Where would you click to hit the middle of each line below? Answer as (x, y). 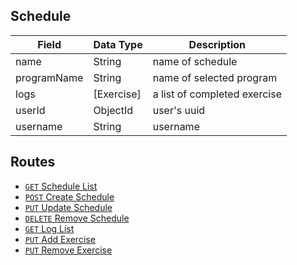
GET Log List (49, 228)
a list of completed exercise (217, 94)
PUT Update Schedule (68, 207)
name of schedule (195, 61)
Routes (33, 162)
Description (217, 44)
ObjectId (113, 110)
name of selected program (215, 77)
